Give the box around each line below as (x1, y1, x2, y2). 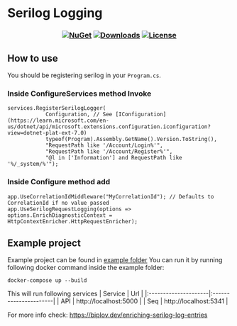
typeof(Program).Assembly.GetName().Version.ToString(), (45, 136, 218, 143)
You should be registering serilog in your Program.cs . (7, 71, 162, 79)
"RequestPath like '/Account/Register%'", (45, 148, 173, 155)
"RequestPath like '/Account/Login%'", (45, 142, 163, 150)
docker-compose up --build (7, 277, 87, 284)
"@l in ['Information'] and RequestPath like (45, 154, 182, 162)
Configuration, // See (45, 111, 113, 118)
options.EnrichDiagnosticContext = (7, 211, 113, 219)
